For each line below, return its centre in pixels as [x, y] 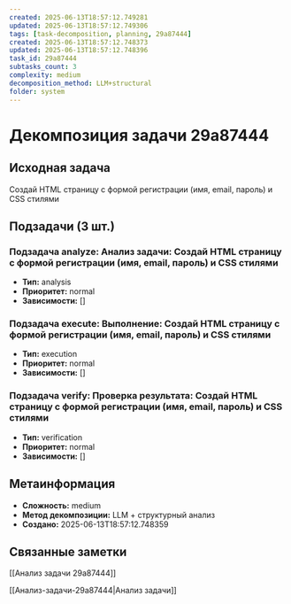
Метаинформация [62, 484]
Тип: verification [52, 437]
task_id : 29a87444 [43, 58]
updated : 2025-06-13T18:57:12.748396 [79, 50]
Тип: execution [50, 354]
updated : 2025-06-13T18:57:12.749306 [79, 26]
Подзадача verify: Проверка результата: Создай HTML [134, 396]
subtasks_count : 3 [43, 67]
